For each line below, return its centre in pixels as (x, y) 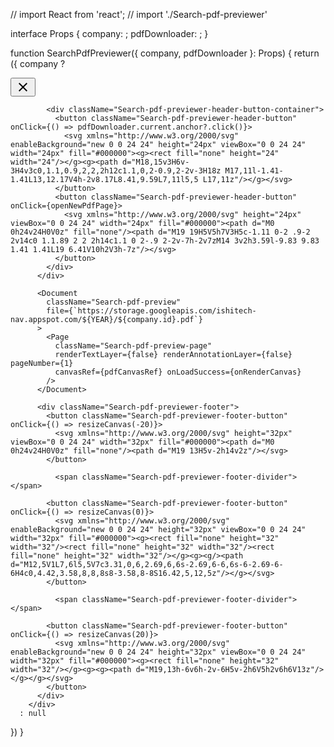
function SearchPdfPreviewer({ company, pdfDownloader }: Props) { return (165, 53)
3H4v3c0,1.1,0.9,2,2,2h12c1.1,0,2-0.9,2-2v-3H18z (116, 171)
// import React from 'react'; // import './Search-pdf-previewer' (139, 14)
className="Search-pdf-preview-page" (133, 346)
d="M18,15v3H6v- (155, 162)
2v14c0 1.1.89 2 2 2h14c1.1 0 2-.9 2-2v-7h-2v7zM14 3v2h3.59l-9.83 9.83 (165, 241)
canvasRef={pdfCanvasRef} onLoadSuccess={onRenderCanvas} (178, 372)
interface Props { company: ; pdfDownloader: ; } (109, 33)
